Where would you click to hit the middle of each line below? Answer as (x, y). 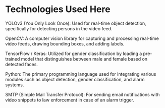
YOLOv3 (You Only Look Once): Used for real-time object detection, (76, 23)
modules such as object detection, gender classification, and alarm (75, 79)
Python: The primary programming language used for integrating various (81, 74)
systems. (15, 85)
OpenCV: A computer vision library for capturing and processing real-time (82, 38)
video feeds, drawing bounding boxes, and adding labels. (65, 43)
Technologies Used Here (58, 9)
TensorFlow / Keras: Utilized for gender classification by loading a (74, 53)
